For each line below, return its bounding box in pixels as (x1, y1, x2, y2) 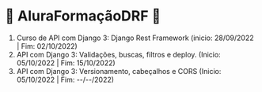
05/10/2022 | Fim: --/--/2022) (16, 75, 114, 84)
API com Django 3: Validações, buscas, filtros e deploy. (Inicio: (16, 50, 221, 59)
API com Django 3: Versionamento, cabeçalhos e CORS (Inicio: (16, 66, 222, 75)
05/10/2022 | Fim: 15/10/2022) (16, 58, 116, 68)
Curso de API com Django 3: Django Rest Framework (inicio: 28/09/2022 (16, 33, 254, 42)
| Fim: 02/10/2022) (16, 41, 78, 50)
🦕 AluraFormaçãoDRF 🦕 (5, 7, 161, 25)
